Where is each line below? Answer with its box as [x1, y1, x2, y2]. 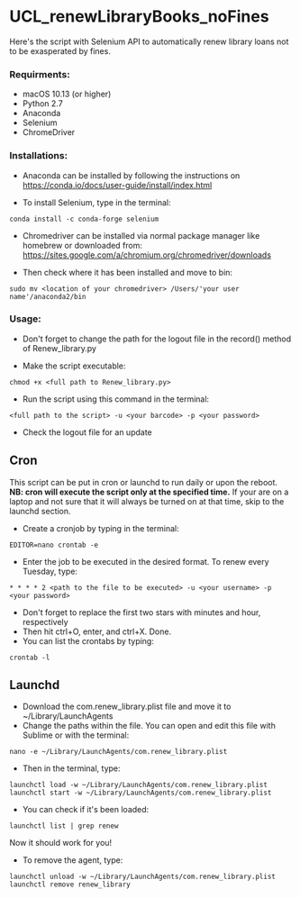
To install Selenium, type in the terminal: [22, 196, 171, 208]
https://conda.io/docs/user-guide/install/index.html [22, 179, 213, 190]
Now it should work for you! [9, 838, 113, 848]
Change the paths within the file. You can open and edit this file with [22, 721, 277, 731]
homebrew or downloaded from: [22, 240, 142, 250]
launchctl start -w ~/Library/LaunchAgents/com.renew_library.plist [9, 788, 272, 798]
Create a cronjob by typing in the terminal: [22, 522, 180, 533]
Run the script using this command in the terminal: [22, 394, 210, 404]
